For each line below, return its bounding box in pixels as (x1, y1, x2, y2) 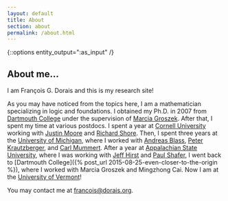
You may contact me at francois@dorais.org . (7, 187, 134, 195)
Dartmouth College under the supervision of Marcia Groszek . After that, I (7, 114, 213, 123)
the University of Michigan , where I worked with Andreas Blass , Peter (7, 136, 204, 145)
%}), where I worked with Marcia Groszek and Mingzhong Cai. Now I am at (7, 166, 219, 174)
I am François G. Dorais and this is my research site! (7, 87, 155, 95)
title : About (7, 17, 45, 23)
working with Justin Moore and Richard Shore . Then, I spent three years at (7, 129, 218, 138)
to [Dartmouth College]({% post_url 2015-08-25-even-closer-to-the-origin (7, 158, 218, 167)
